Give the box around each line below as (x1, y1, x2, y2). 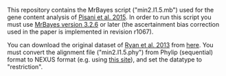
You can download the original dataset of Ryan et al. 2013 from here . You (7, 41, 214, 49)
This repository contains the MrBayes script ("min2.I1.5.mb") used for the (7, 6, 214, 14)
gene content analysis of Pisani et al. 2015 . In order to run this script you (7, 13, 212, 21)
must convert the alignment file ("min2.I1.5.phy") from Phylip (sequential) (7, 48, 214, 56)
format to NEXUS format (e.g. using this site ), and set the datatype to (7, 55, 203, 64)
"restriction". (7, 63, 43, 71)
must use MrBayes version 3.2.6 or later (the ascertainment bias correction (7, 21, 220, 28)
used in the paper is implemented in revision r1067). (7, 27, 154, 36)
